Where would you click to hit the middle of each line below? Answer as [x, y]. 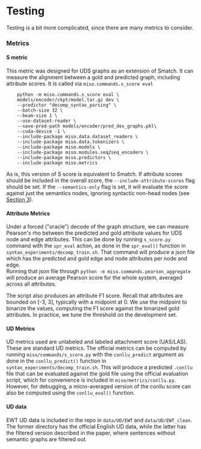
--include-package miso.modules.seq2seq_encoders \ [83, 152]
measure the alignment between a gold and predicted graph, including [93, 77]
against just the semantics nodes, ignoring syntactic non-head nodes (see [98, 193]
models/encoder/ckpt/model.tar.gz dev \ [68, 100]
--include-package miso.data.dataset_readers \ [77, 137]
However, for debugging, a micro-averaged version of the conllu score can [98, 387]
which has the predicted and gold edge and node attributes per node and [97, 259]
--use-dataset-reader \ [47, 121]
